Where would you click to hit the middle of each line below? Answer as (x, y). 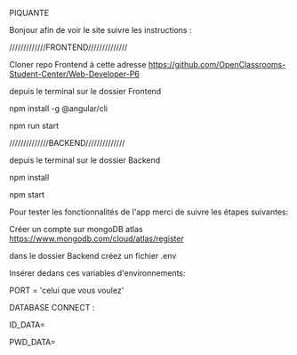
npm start (27, 194)
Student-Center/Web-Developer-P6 (75, 74)
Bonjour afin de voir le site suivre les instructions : (100, 30)
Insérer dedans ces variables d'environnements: (97, 273)
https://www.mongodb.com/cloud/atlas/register (96, 238)
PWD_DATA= (32, 342)
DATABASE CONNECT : (52, 307)
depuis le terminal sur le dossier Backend (85, 160)
